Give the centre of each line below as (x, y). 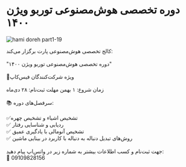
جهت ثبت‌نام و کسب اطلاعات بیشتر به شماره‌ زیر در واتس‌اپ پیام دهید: (85, 151)
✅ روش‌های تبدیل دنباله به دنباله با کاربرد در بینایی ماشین (69, 138)
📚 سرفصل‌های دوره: (30, 102)
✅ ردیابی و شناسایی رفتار (35, 124)
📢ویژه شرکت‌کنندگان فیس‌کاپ (40, 77)
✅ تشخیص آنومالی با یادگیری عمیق (45, 131)
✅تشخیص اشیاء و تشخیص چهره (42, 118)
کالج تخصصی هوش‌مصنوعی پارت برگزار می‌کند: (59, 51)
